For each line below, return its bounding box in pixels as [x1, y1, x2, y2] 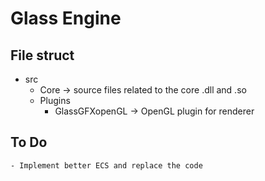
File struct [10, 47, 75, 64]
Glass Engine [10, 7, 122, 30]
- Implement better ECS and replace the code [10, 160, 203, 171]
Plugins [39, 95, 71, 106]
